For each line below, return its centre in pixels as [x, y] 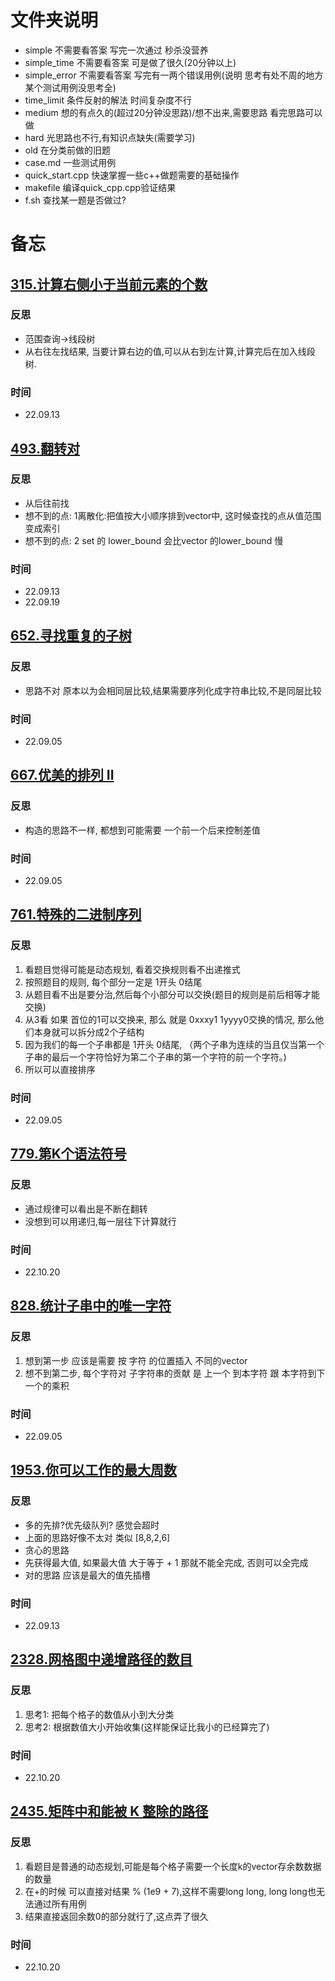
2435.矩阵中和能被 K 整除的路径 [109, 1811]
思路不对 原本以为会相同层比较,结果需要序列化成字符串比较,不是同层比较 [173, 690]
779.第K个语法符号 [68, 1154]
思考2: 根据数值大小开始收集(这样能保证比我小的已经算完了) [147, 1727]
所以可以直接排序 [60, 1069]
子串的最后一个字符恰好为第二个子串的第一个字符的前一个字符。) [155, 1057]
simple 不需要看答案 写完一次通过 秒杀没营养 [116, 50]
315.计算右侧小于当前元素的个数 [109, 284]
